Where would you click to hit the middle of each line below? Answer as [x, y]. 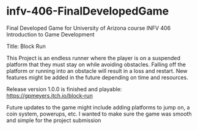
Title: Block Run [26, 46]
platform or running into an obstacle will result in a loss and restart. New [97, 70]
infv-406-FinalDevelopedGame [88, 11]
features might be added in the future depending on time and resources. [97, 77]
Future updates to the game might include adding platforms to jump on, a [98, 107]
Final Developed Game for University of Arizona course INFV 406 [89, 28]
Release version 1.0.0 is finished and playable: [64, 89]
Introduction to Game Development [50, 34]
